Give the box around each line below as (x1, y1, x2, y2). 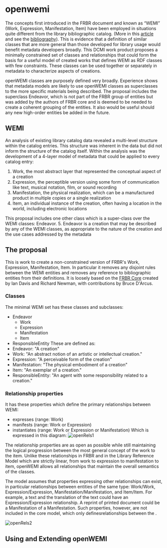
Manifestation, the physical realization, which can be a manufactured (12, 189, 155, 196)
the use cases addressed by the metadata (5, 231, 92, 237)
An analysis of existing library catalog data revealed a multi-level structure (5, 137, 158, 143)
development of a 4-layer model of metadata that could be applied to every (5, 153, 160, 159)
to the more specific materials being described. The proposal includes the (5, 88, 157, 94)
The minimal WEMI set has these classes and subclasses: (5, 304, 124, 310)
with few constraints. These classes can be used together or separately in (5, 63, 157, 69)
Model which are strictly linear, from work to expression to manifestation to (5, 458, 159, 464)
